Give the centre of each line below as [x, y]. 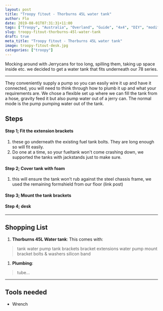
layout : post [18, 9]
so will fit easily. [28, 147]
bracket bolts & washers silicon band [54, 254]
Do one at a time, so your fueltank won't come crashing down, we [78, 152]
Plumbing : [23, 263]
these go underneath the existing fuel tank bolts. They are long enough [83, 142]
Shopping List [26, 227]
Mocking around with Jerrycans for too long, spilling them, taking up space [80, 64]
